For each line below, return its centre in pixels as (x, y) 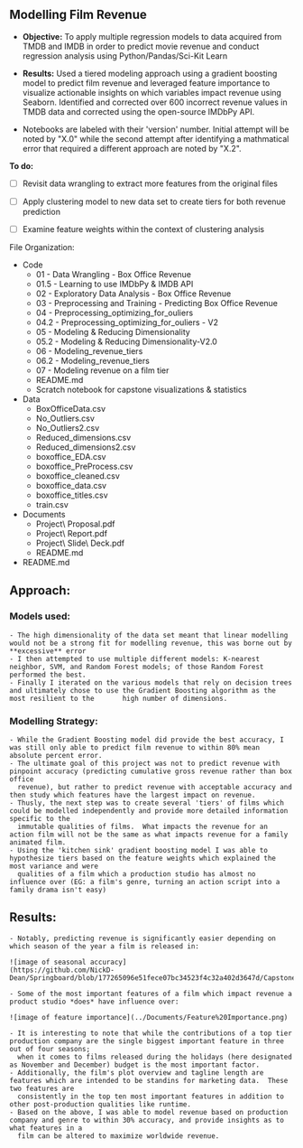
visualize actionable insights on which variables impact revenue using (152, 92)
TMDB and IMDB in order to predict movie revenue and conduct (141, 46)
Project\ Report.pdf (72, 533)
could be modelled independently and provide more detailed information (149, 811)
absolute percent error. (56, 755)
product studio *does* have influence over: (94, 1002)
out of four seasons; (50, 1049)
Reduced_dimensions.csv (83, 438)
